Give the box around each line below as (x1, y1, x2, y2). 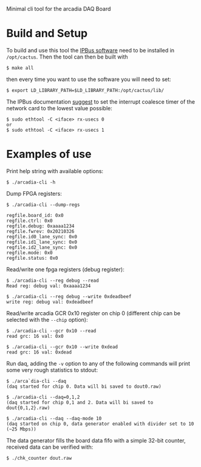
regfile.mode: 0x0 (6, 249, 53, 255)
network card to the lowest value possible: (6, 104, 112, 112)
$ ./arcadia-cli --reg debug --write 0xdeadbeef (6, 293, 132, 299)
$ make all (6, 65, 34, 71)
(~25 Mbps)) (6, 426, 36, 432)
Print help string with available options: (6, 167, 104, 174)
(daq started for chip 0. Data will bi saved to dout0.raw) (6, 383, 162, 390)
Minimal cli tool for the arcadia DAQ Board (6, 5, 111, 12)
